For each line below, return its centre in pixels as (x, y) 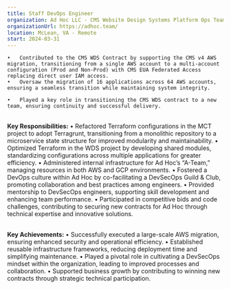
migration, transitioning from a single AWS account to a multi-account (113, 64)
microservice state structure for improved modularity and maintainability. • (113, 141)
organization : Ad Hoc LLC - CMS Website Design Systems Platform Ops (109, 20)
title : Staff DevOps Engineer (51, 13)
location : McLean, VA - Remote (52, 33)
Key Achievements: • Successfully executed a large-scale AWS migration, (113, 235)
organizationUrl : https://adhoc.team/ (63, 26)
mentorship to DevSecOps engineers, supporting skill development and (108, 192)
